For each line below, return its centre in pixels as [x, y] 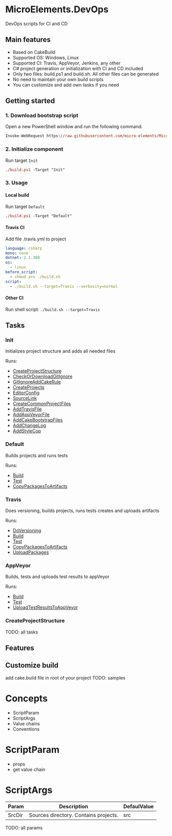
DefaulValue [138, 806]
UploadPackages [31, 553]
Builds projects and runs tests [37, 455]
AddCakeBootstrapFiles [38, 420]
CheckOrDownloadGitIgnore [42, 376]
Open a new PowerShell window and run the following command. [74, 127]
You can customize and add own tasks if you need [66, 85]
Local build [17, 195]
